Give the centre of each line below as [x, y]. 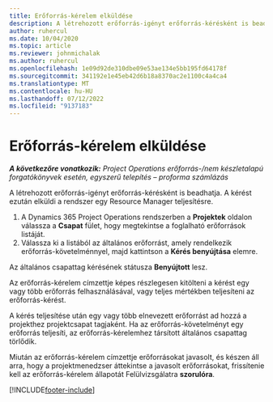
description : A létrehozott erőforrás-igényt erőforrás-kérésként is [129, 23]
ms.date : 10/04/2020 [44, 38]
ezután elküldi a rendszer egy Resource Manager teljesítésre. [111, 201]
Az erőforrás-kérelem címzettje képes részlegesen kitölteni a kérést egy [129, 283]
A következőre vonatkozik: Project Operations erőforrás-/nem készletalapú [136, 169]
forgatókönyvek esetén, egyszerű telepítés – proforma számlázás [119, 177]
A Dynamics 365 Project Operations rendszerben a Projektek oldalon [136, 217]
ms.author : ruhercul [44, 61]
